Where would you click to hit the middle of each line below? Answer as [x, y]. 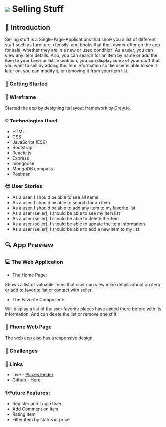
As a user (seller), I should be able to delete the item [65, 218]
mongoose [23, 163]
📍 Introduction [28, 28]
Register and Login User [37, 404]
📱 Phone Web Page [28, 327]
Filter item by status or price [41, 420]
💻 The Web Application [34, 262]
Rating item [24, 414]
